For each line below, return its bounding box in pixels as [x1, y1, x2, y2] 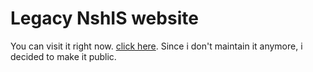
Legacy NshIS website [10, 7, 199, 30]
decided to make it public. [10, 50, 117, 62]
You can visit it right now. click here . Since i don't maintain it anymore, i [10, 40, 303, 52]
